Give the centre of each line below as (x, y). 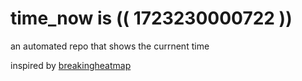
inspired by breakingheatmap (71, 65)
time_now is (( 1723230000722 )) (151, 18)
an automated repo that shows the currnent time (110, 46)
